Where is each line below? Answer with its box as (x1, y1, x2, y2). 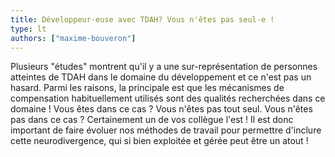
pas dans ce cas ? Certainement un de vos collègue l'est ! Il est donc (10, 114, 294, 126)
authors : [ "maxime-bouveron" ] (10, 33, 137, 43)
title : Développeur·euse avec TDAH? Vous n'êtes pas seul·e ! (10, 14, 275, 25)
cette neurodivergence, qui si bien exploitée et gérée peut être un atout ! (10, 135, 309, 147)
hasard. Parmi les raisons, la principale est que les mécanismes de (10, 82, 285, 94)
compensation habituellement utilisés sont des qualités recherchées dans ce (10, 92, 326, 105)
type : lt (10, 24, 47, 34)
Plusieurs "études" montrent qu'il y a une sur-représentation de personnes (10, 61, 318, 73)
